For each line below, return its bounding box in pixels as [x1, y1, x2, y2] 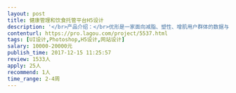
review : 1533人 [7, 56, 51, 63]
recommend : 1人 [7, 69, 51, 76]
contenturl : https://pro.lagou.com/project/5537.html [7, 29, 169, 37]
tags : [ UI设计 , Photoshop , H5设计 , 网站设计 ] [7, 36, 125, 43]
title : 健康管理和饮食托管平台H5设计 [7, 17, 104, 24]
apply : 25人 [7, 62, 41, 69]
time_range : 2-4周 [7, 75, 60, 83]
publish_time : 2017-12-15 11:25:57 [7, 50, 112, 57]
